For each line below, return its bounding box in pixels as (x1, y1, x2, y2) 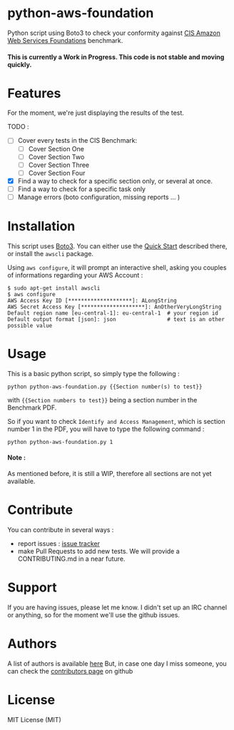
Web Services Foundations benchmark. (7, 36, 123, 44)
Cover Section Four (28, 168, 86, 177)
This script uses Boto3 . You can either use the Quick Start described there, (7, 241, 228, 250)
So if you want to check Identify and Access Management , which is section (7, 417, 225, 425)
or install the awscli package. (7, 249, 94, 258)
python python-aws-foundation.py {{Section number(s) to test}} (7, 383, 203, 390)
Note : (7, 453, 26, 462)
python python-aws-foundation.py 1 (7, 438, 113, 445)
